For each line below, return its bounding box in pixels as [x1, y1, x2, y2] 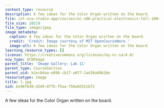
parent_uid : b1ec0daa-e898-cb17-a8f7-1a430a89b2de [5, 71, 110, 75]
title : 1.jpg [5, 79, 32, 84]
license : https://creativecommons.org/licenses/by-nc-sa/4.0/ [5, 52, 134, 57]
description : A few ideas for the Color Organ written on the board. [5, 12, 150, 17]
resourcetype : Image [5, 75, 47, 80]
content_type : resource [5, 7, 54, 12]
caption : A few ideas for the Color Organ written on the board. [9, 35, 145, 39]
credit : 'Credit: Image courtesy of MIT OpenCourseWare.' [9, 39, 130, 44]
